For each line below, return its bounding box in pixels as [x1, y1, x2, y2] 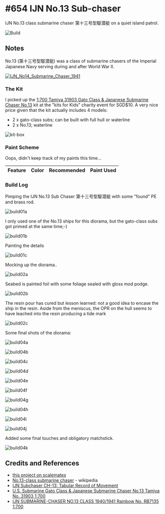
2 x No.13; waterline [12, 122, 53, 128]
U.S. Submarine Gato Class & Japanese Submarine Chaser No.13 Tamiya [12, 488, 160, 494]
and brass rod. [5, 199, 35, 205]
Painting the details [5, 242, 44, 248]
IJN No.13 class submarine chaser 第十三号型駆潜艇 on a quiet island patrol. [5, 20, 159, 26]
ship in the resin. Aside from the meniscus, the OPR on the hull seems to [5, 305, 152, 311]
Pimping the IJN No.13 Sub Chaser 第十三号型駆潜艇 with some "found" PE [5, 193, 157, 199]
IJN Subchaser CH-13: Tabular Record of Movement [12, 483, 119, 489]
